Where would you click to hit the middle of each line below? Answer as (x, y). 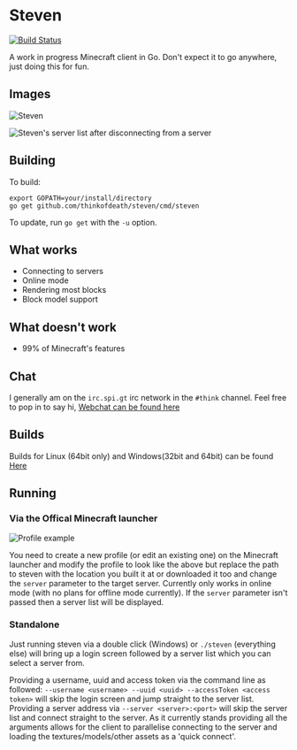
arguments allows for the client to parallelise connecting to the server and (143, 727)
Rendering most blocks (64, 290)
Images (30, 94)
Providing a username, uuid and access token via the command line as (138, 680)
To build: (25, 181)
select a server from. (47, 662)
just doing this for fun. (49, 66)
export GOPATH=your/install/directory (80, 198)
